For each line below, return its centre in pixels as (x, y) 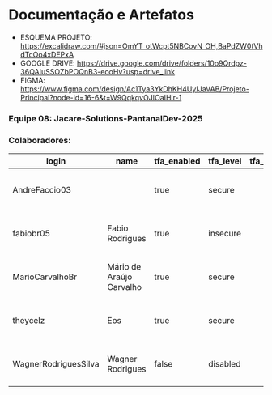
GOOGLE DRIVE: (47, 63)
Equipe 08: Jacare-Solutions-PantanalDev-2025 (106, 118)
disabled (225, 364)
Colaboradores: (40, 140)
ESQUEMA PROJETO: (56, 37)
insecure (225, 234)
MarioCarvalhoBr (45, 277)
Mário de (124, 267)
